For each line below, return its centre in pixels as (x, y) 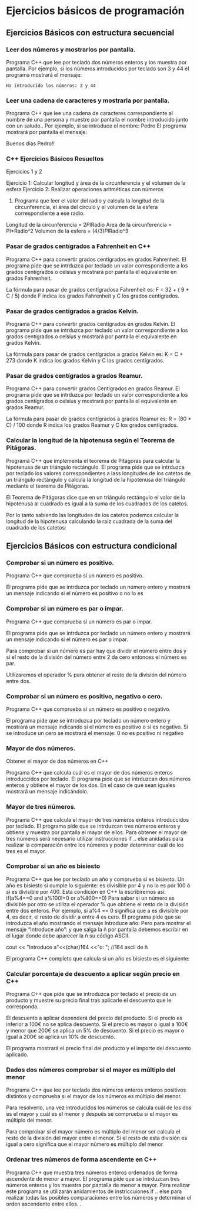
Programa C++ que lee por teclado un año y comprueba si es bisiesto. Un (95, 879)
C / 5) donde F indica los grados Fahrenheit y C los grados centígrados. (93, 296)
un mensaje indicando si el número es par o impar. (67, 639)
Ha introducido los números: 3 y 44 (51, 86)
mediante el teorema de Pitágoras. (48, 486)
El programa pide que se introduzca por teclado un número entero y (88, 720)
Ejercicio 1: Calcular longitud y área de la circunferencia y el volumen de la (96, 183)
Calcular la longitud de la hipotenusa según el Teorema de (91, 440)
